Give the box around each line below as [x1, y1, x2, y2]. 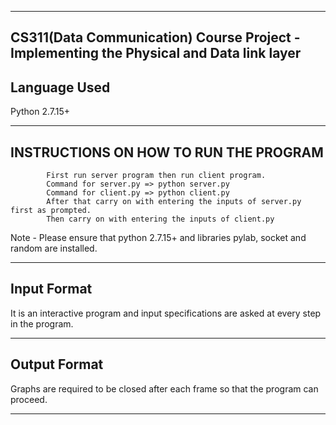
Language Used [10, 79, 111, 96]
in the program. [10, 317, 74, 330]
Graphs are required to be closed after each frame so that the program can [10, 382, 319, 395]
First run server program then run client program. [46, 171, 267, 181]
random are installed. [10, 242, 98, 255]
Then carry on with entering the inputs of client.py [46, 214, 275, 225]
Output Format [10, 356, 104, 373]
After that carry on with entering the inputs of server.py [46, 197, 302, 207]
